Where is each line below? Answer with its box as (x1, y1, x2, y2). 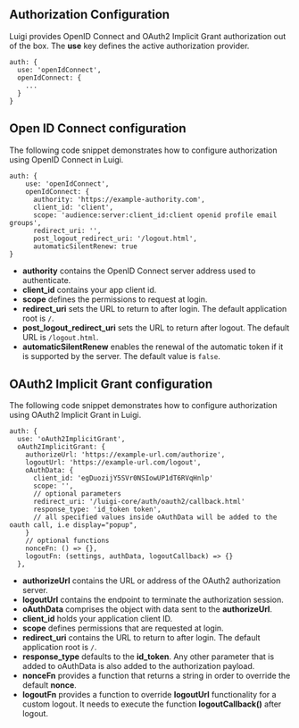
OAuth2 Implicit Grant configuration (9, 377, 213, 392)
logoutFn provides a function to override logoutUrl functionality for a (21, 690, 277, 700)
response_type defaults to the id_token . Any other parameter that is (21, 651, 275, 662)
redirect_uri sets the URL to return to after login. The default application (21, 303, 287, 314)
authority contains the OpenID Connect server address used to (21, 265, 256, 276)
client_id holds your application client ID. (21, 614, 173, 624)
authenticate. (21, 274, 71, 285)
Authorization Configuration (9, 7, 170, 22)
